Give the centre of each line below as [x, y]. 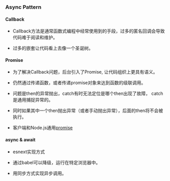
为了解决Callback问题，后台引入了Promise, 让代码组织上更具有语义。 [85, 72]
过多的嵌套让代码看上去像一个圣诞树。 [53, 48]
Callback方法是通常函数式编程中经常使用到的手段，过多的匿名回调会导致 [89, 31]
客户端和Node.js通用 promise [42, 128]
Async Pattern [23, 7]
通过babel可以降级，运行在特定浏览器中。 [56, 162]
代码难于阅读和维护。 [35, 38]
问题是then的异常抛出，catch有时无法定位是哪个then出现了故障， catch [88, 94]
